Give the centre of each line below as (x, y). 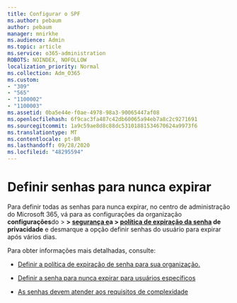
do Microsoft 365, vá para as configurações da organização (95, 214)
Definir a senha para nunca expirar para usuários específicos (106, 278)
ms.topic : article (34, 47)
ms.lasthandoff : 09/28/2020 (49, 146)
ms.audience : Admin (36, 40)
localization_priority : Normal (53, 67)
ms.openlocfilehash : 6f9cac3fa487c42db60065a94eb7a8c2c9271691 (103, 119)
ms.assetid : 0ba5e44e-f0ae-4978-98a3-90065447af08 (83, 113)
